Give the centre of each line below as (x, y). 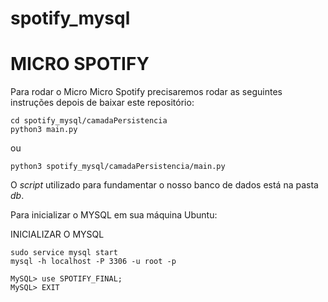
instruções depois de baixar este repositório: (102, 103)
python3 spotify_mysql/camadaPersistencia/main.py (118, 167)
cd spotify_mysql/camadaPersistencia (89, 121)
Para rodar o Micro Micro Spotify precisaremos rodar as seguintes (146, 92)
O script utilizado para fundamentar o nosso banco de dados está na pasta (164, 185)
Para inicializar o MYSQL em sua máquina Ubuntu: (114, 215)
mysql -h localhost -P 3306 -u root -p (93, 262)
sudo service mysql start (64, 253)
